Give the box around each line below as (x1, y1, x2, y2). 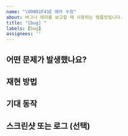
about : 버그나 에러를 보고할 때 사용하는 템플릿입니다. (6, 14, 123, 20)
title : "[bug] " (6, 20, 47, 26)
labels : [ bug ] (6, 25, 42, 32)
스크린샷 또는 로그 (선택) (6, 120, 90, 131)
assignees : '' (6, 31, 42, 37)
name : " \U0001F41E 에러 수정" (6, 8, 77, 15)
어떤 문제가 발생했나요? (6, 54, 87, 64)
